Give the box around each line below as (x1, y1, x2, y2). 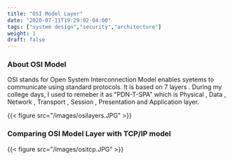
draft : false (7, 36, 46, 44)
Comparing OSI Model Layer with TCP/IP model (7, 129, 171, 139)
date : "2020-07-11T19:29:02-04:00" (7, 17, 112, 24)
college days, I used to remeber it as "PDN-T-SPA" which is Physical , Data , (7, 91, 227, 99)
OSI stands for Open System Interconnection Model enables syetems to (7, 75, 214, 84)
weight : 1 (7, 29, 36, 37)
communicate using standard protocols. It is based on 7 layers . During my (7, 83, 222, 91)
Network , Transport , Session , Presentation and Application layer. (7, 98, 200, 106)
